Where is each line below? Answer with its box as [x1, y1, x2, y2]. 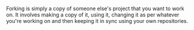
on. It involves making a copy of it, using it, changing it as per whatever [6, 11, 179, 18]
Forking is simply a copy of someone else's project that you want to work [6, 5, 185, 12]
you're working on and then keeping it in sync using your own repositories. [6, 18, 188, 24]
